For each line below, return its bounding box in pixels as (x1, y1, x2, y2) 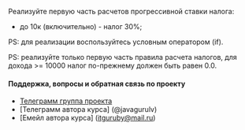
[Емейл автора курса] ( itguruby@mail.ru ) (19, 113, 156, 123)
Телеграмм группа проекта (19, 96, 113, 106)
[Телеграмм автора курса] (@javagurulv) (19, 105, 158, 114)
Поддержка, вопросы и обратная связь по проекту (8, 79, 186, 88)
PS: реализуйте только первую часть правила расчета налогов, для (8, 53, 238, 61)
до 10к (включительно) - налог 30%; (19, 22, 143, 31)
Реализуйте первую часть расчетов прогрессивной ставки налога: (8, 7, 235, 16)
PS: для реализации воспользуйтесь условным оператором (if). (8, 37, 224, 46)
